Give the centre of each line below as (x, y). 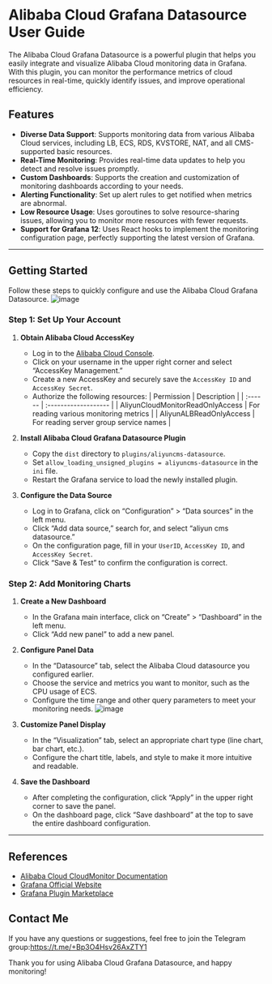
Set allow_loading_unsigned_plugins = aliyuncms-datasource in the (145, 462)
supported (37, 151)
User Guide (47, 32)
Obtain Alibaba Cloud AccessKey (77, 337)
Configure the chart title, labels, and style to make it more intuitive (142, 758)
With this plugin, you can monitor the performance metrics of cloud (121, 71)
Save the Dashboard (55, 782)
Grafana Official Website (61, 884)
